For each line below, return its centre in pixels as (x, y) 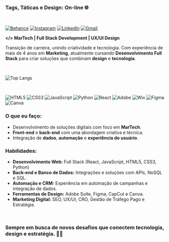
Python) (21, 167)
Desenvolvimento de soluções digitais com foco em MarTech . (77, 127)
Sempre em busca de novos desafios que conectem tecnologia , (85, 227)
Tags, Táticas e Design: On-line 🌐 (47, 8)
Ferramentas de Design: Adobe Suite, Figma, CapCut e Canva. (78, 194)
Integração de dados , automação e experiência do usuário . (75, 138)
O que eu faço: (23, 116)
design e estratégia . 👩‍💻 (34, 233)
